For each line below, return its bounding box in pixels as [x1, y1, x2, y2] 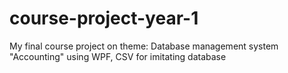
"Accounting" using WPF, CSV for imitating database [9, 50, 227, 62]
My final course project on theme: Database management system [9, 40, 279, 52]
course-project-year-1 [9, 7, 199, 30]
